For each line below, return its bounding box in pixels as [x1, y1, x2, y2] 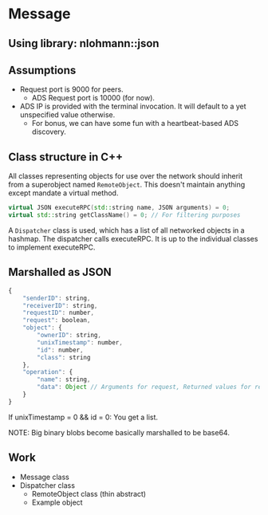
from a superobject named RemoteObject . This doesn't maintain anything [8, 180, 246, 190]
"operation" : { [22, 368, 73, 376]
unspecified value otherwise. [19, 110, 116, 120]
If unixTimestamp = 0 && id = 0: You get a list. [8, 412, 158, 422]
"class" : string [37, 353, 91, 361]
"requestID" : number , [22, 309, 94, 317]
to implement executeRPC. [8, 242, 96, 252]
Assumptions [8, 63, 77, 77]
